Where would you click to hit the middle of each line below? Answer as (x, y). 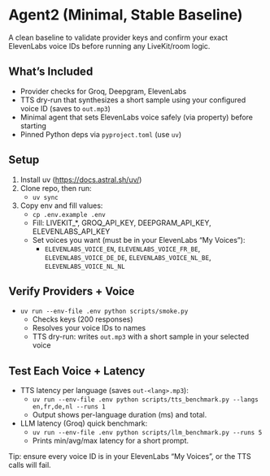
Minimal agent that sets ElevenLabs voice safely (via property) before (137, 117)
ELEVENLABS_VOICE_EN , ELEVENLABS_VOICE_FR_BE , (122, 249)
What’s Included (51, 72)
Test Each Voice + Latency (77, 371)
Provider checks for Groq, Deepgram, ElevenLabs (103, 91)
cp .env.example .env (69, 214)
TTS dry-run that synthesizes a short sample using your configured (133, 100)
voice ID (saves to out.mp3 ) (65, 108)
